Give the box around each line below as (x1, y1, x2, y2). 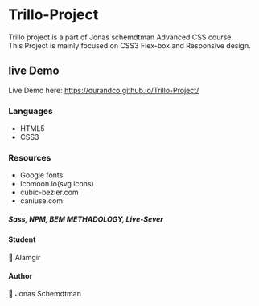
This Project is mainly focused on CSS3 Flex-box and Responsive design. (8, 40, 251, 50)
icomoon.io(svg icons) (19, 179, 94, 189)
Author (8, 271, 33, 280)
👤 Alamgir (8, 252, 41, 262)
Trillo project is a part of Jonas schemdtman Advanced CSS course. (8, 32, 234, 42)
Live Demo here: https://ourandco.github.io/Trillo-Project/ (8, 85, 199, 95)
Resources (8, 152, 51, 163)
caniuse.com (19, 196, 63, 206)
